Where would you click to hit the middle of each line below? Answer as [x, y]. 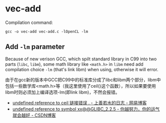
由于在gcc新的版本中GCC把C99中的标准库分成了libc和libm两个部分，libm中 [83, 80]
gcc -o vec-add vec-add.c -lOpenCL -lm [47, 31]
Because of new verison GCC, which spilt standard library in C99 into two [81, 59]
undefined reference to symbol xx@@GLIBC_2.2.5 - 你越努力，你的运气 [86, 109]
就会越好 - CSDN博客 [34, 115]
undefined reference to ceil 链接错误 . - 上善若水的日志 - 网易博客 [79, 103]
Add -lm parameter [35, 47]
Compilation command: [29, 22]
